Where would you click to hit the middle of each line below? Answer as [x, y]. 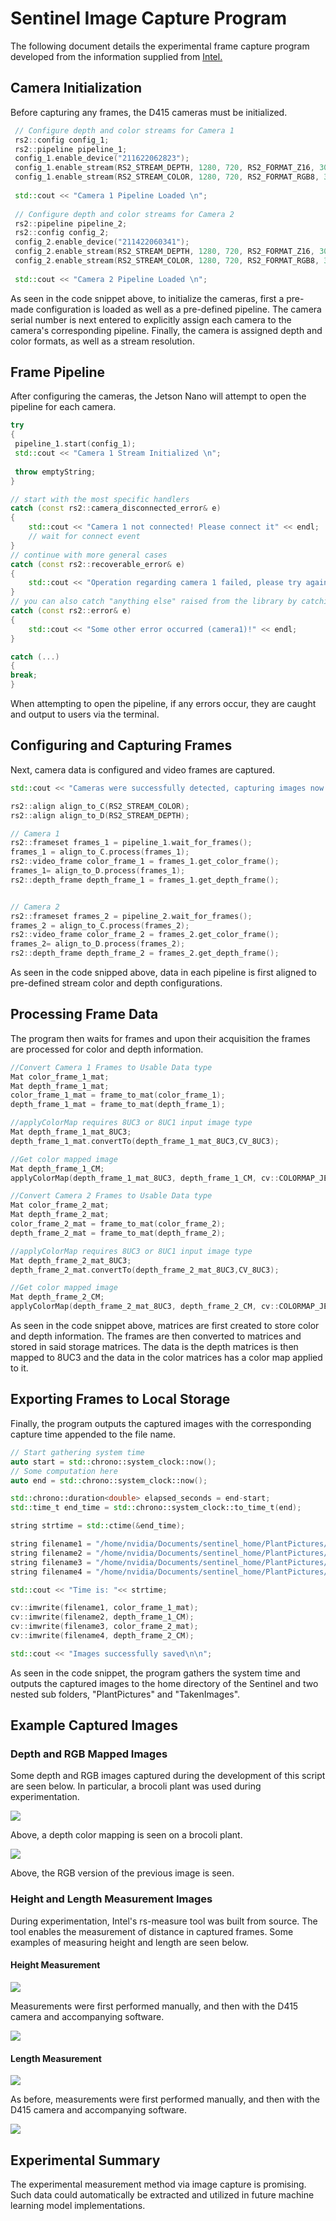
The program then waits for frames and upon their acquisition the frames [160, 1038]
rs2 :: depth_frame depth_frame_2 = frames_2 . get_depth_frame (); [145, 953]
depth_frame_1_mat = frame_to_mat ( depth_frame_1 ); [118, 1105]
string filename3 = [51, 1562]
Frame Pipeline [58, 372]
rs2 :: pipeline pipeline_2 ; [71, 223]
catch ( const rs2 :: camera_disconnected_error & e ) [116, 508]
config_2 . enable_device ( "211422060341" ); [102, 242]
